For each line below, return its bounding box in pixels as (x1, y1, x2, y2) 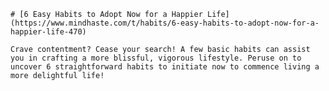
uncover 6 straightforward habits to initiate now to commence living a (10, 62, 320, 72)
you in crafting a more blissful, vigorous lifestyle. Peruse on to (10, 53, 302, 63)
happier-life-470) (10, 27, 87, 37)
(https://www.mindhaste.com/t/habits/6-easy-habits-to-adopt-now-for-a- (10, 18, 320, 28)
